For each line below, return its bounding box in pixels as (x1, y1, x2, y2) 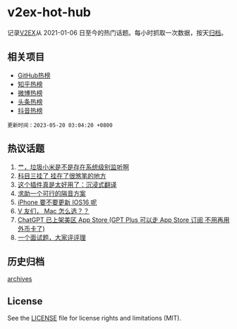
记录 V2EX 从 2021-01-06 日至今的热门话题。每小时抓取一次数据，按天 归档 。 (7, 28, 228, 37)
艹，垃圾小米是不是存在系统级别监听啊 (17, 163, 129, 171)
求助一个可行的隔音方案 (17, 189, 86, 197)
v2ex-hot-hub (7, 4, 92, 20)
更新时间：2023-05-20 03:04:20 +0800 (7, 121, 113, 129)
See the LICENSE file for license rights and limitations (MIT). (7, 314, 182, 323)
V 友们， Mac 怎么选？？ (17, 206, 90, 215)
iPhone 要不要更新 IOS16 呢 (17, 198, 97, 206)
